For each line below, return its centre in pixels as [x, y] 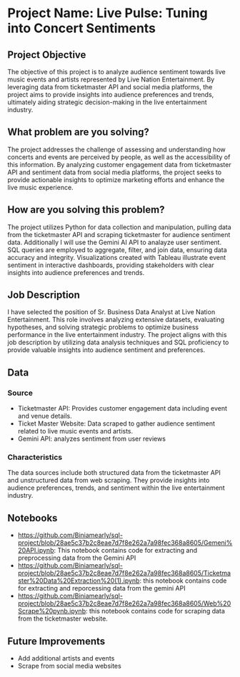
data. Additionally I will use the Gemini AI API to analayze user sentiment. [115, 242]
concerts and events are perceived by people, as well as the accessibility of [119, 157]
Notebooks [32, 518]
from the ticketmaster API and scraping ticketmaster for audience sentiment [119, 234]
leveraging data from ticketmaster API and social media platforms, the [110, 87]
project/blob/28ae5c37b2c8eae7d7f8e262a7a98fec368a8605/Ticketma [124, 573]
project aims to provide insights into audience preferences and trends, [111, 95]
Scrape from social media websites [69, 666]
